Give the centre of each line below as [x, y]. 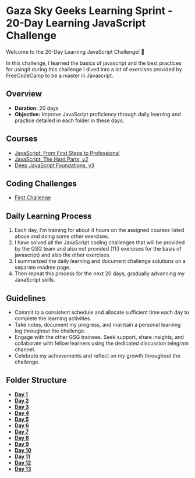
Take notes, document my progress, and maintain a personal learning [97, 325]
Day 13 [23, 469]
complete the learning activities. [53, 318]
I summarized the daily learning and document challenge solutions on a [100, 261]
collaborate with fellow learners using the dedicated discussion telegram [102, 343]
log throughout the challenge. [50, 331]
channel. [25, 349]
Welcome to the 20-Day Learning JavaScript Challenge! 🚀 [75, 51]
